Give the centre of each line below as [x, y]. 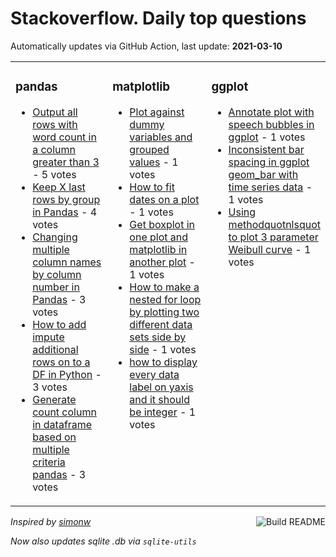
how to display [163, 362]
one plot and [159, 237]
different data [161, 324]
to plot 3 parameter [273, 237]
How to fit [152, 187]
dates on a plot [164, 199]
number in [56, 287]
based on [54, 437]
